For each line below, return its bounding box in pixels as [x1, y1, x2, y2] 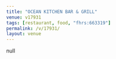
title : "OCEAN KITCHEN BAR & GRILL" [6, 8, 97, 15]
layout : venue [6, 31, 42, 37]
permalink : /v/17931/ [6, 25, 60, 32]
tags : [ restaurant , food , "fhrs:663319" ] [6, 20, 111, 26]
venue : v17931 [6, 14, 42, 20]
